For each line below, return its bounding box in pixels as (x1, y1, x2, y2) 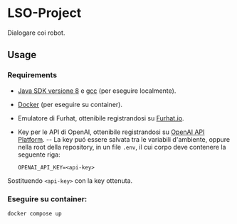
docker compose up (7, 210, 62, 217)
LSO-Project (7, 5, 82, 21)
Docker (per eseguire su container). (17, 100, 123, 108)
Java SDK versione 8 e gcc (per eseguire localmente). (17, 86, 177, 95)
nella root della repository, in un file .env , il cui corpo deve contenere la (17, 142, 226, 151)
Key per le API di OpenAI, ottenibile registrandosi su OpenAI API (17, 128, 205, 136)
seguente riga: (17, 150, 60, 159)
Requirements (7, 70, 58, 80)
